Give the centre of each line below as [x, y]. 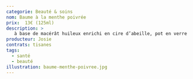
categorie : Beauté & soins [39, 12]
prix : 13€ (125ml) [30, 23]
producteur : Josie [29, 39]
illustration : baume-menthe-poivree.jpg [57, 67]
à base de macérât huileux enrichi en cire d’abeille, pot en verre [100, 34]
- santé [21, 56]
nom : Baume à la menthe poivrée [46, 17]
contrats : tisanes [29, 45]
